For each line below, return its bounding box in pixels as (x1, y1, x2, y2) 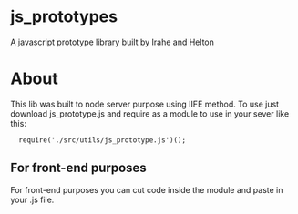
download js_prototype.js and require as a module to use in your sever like (10, 107, 290, 119)
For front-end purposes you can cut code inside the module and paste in (10, 184, 283, 195)
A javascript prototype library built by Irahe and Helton (10, 36, 215, 47)
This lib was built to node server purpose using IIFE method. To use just (10, 98, 280, 109)
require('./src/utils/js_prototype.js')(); (18, 135, 186, 145)
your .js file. (10, 194, 55, 205)
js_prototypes (10, 6, 118, 27)
